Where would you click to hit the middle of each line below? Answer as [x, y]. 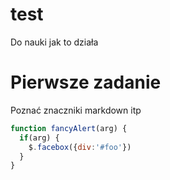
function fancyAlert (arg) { [69, 128]
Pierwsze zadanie [86, 82]
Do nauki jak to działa [54, 42]
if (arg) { [39, 138]
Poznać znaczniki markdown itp [76, 110]
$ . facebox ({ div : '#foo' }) [80, 147]
